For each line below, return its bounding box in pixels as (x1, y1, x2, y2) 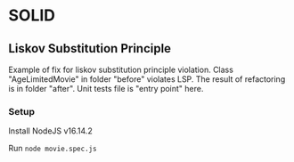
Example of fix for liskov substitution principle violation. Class (8, 64, 233, 75)
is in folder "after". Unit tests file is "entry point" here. (8, 84, 204, 93)
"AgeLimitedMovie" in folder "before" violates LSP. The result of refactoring (8, 74, 286, 85)
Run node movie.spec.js (8, 143, 97, 154)
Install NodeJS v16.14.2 (8, 126, 93, 136)
